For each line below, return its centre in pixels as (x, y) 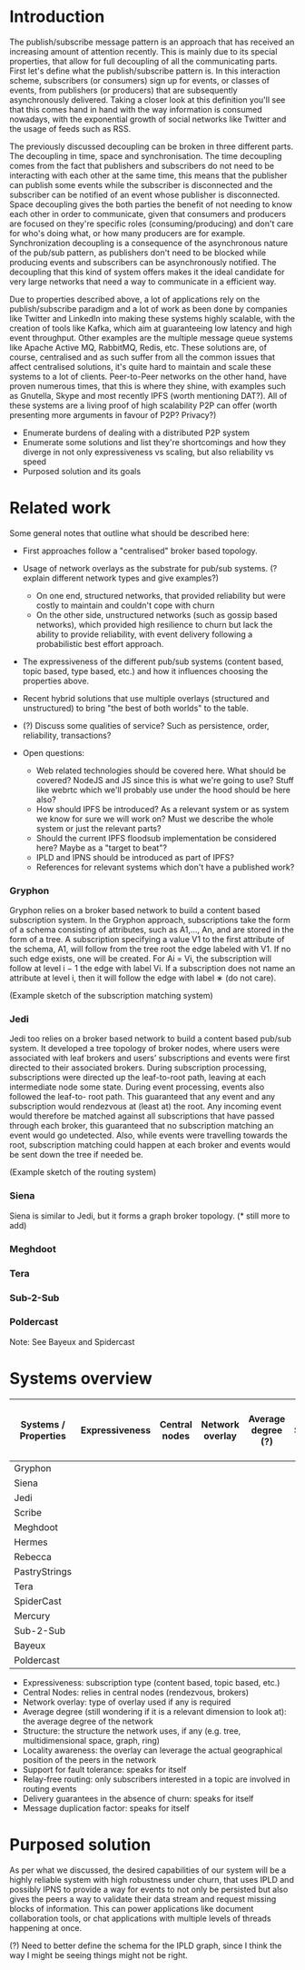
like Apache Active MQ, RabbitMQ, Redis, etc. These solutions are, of (138, 347)
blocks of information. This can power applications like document (132, 1908)
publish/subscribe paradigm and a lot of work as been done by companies (148, 308)
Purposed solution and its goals (82, 471)
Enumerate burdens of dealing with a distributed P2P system (136, 433)
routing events (49, 1788)
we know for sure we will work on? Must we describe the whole (155, 819)
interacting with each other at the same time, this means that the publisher (148, 175)
